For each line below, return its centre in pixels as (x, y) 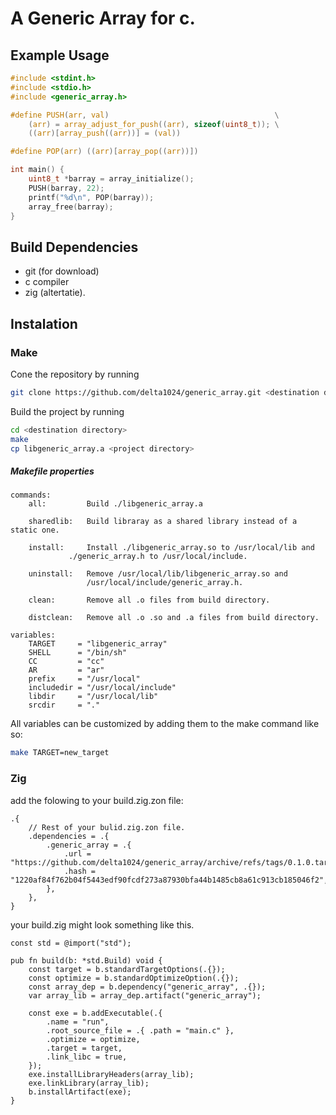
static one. (35, 530)
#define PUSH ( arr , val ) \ (145, 115)
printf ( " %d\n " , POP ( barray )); (91, 197)
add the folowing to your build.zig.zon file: (97, 800)
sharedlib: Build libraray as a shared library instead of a (163, 522)
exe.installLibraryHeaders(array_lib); (111, 1074)
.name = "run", (78, 1022)
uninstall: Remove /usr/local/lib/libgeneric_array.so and (158, 574)
